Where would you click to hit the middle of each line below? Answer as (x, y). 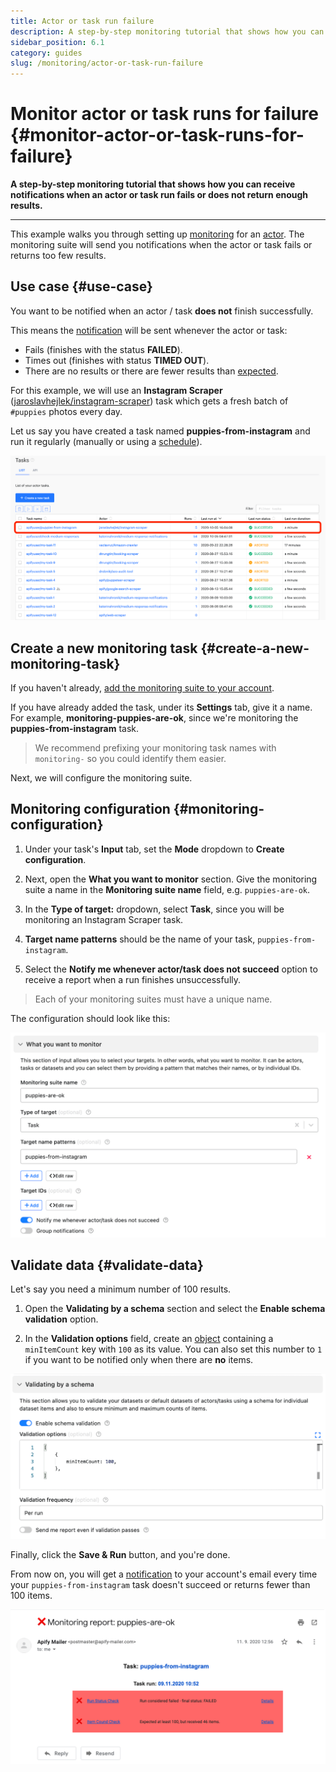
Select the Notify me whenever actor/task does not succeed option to (171, 969)
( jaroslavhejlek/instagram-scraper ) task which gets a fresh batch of (149, 401)
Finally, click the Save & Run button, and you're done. (120, 1554)
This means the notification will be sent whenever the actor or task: (149, 330)
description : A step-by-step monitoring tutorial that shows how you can (167, 31)
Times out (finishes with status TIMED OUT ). (117, 360)
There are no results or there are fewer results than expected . (151, 371)
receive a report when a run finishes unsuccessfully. (133, 979)
